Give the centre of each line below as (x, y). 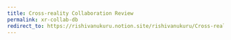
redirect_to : (26, 26)
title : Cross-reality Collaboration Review (70, 13)
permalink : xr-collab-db (43, 20)
